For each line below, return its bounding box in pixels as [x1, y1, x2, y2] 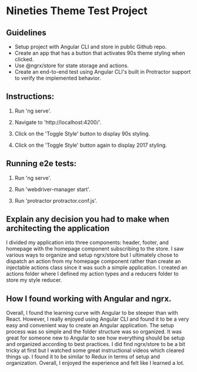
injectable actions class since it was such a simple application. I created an [6, 264, 188, 271]
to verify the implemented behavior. [14, 75, 101, 81]
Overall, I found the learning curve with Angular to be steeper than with [6, 310, 178, 317]
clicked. [14, 56, 34, 62]
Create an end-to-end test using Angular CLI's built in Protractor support [14, 68, 191, 75]
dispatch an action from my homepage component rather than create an [6, 258, 181, 265]
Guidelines [6, 28, 46, 38]
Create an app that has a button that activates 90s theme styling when [14, 50, 185, 57]
